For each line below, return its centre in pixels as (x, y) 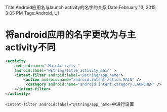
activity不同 (30, 47)
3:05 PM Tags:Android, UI (32, 13)
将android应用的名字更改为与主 (71, 35)
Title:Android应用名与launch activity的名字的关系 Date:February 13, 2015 (80, 7)
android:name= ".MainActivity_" (47, 66)
